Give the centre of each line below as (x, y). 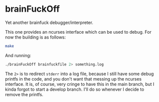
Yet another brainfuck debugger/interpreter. (49, 22)
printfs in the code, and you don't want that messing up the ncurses (73, 79)
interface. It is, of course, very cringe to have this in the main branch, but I (80, 84)
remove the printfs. (24, 94)
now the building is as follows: (35, 37)
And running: (18, 55)
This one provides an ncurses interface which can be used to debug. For (78, 32)
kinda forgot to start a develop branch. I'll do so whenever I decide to (75, 89)
